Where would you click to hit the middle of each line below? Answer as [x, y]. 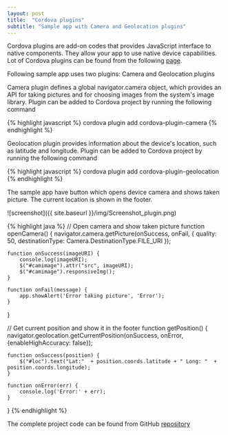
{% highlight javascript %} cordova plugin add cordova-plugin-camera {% [112, 123]
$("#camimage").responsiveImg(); [68, 272]
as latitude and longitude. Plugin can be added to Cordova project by [105, 151]
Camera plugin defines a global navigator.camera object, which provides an [114, 88]
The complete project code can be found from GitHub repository [99, 424]
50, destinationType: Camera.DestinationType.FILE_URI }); [89, 241]
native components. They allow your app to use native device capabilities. [112, 53]
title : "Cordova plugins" [46, 20]
